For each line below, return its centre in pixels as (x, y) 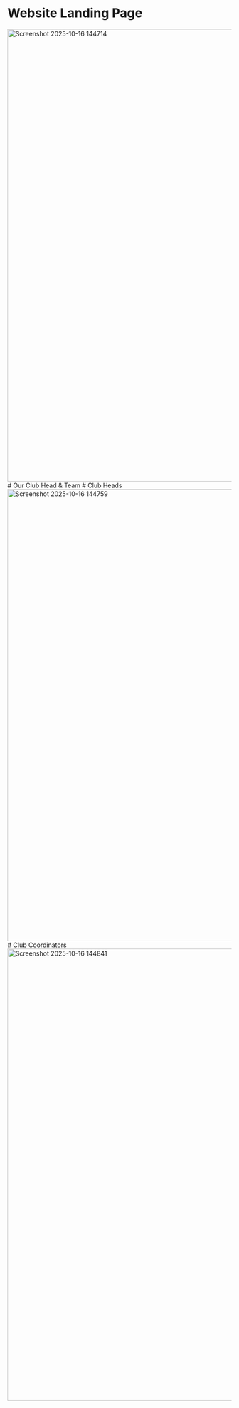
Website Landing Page (75, 13)
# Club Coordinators (37, 945)
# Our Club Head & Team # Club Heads (65, 485)
